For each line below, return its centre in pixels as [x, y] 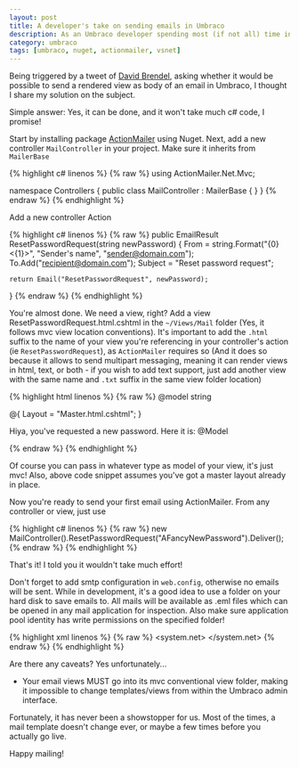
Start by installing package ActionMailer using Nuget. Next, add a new [138, 139]
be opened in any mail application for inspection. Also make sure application [149, 610]
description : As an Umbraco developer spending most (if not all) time [145, 34]
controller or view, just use [58, 511]
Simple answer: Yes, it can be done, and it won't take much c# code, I [137, 112]
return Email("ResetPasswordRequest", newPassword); [109, 280]
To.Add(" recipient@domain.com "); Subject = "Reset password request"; [141, 263]
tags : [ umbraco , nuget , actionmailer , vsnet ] [95, 51]
